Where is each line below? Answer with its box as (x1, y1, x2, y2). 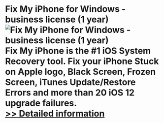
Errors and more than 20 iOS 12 (5, 87, 134, 98)
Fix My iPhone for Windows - (5, 3, 126, 15)
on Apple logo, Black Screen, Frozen (5, 66, 156, 77)
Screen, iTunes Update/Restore (5, 77, 136, 88)
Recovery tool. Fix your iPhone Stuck (5, 56, 159, 67)
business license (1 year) (5, 14, 109, 25)
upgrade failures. (5, 97, 77, 109)
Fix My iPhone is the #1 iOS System (5, 45, 151, 57)
